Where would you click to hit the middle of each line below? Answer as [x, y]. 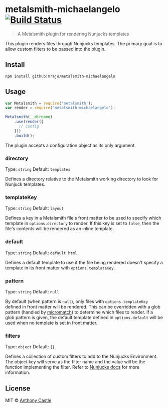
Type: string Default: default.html [41, 253]
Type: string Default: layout [35, 208]
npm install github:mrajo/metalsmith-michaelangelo [60, 76]
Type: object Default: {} [30, 347]
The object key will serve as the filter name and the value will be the [75, 362]
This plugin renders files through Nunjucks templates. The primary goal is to [84, 43]
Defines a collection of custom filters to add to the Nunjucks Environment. [81, 356]
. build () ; [25, 136]
